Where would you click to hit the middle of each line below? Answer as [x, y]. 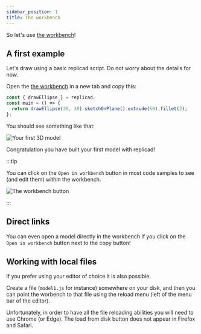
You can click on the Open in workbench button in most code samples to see [101, 172]
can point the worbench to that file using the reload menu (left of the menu [99, 295]
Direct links [28, 222]
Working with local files [52, 262]
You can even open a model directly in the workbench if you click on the [96, 236]
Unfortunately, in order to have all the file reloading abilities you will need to [100, 313]
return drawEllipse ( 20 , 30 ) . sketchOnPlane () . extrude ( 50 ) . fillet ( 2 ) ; [100, 109]
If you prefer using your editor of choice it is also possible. [79, 277]
